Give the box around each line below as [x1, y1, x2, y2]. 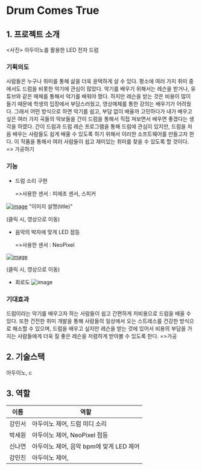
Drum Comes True [6, 4, 99, 17]
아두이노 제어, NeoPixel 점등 [32, 431, 109, 439]
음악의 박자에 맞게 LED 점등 [14, 228, 80, 235]
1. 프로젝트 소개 [6, 29, 60, 39]
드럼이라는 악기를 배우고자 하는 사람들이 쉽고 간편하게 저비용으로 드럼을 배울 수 [6, 310, 192, 317]
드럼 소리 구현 [14, 177, 48, 184]
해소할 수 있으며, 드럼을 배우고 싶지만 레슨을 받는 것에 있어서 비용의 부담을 [12, 325, 186, 332]
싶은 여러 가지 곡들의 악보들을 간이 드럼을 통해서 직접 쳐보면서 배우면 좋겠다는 [6, 115, 188, 122]
